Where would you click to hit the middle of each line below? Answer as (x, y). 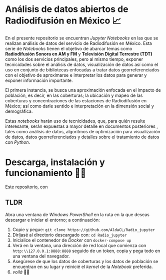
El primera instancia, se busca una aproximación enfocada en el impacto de (83, 90)
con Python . (18, 142)
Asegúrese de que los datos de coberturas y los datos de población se (85, 261)
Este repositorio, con (26, 187)
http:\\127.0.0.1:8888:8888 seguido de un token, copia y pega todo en (86, 251)
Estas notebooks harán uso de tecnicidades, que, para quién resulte (75, 121)
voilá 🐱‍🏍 (21, 272)
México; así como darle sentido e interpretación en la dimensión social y (79, 106)
